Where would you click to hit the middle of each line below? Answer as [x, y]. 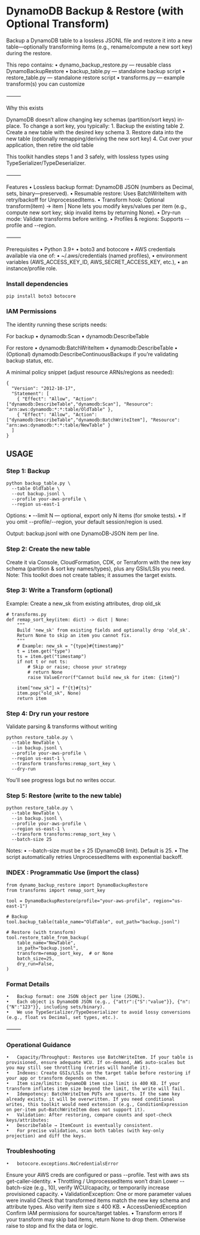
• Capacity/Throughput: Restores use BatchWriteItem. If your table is [100, 1057]
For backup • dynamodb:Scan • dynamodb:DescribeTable [78, 336]
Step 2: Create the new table [48, 549]
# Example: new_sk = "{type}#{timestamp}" [70, 646]
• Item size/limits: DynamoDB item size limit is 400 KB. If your [93, 1084]
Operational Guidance [39, 1045]
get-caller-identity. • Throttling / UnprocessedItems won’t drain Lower [92, 1181]
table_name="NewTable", [47, 943]
